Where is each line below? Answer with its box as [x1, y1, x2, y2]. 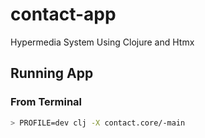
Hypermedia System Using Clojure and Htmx [10, 36, 195, 48]
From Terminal [10, 95, 83, 109]
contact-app [10, 3, 117, 26]
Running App [10, 65, 94, 82]
